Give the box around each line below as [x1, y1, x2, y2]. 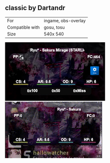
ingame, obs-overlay [44, 17, 86, 23]
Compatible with [7, 24, 40, 30]
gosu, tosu [44, 24, 65, 30]
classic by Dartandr [5, 4, 65, 12]
